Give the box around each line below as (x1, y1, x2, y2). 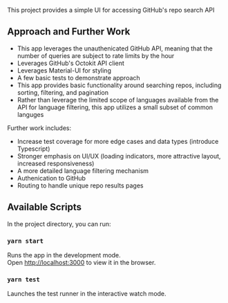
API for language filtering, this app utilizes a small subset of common (17, 103, 213, 111)
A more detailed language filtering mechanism (17, 166, 149, 175)
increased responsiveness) (17, 159, 95, 167)
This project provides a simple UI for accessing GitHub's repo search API (7, 6, 215, 14)
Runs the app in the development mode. (7, 250, 121, 259)
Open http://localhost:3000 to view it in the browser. (7, 258, 156, 266)
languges (17, 110, 44, 118)
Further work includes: (7, 124, 71, 132)
